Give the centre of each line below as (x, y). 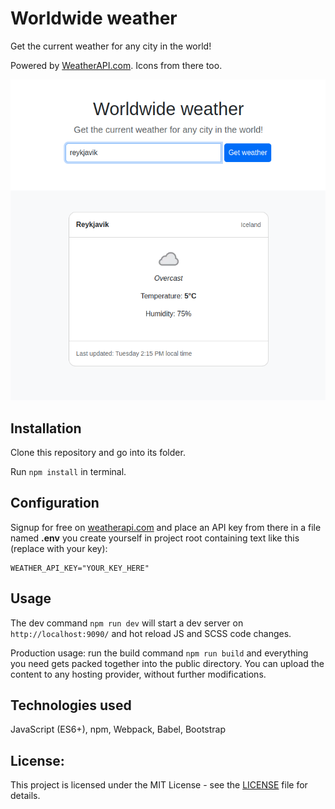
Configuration (55, 503)
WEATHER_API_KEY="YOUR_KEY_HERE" (80, 568)
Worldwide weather (94, 18)
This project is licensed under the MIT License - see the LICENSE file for (159, 785)
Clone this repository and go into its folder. (98, 452)
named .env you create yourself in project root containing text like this (155, 538)
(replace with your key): (59, 548)
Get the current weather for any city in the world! (111, 46)
